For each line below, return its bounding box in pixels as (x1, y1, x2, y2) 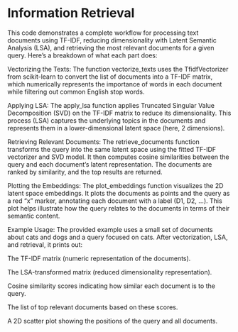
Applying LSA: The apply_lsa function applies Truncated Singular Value (7, 101, 215, 109)
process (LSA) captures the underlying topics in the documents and (7, 116, 206, 125)
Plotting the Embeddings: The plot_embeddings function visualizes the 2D (7, 181, 224, 189)
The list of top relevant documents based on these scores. (7, 303, 178, 311)
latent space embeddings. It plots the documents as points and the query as (7, 189, 230, 197)
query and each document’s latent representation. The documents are (7, 160, 212, 168)
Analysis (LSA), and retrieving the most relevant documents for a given (7, 43, 215, 52)
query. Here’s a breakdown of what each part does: (7, 51, 158, 60)
